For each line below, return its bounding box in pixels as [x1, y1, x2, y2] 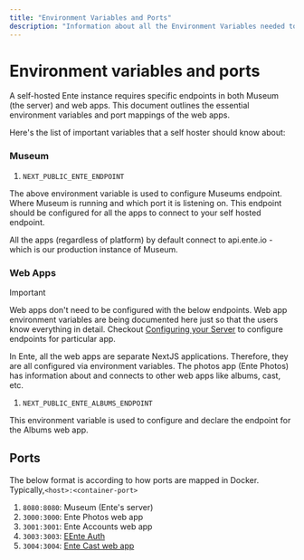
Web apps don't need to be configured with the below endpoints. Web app [9, 305, 288, 316]
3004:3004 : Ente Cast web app [22, 540, 135, 551]
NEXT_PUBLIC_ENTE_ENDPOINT [22, 172, 125, 181]
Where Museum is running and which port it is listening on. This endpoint [9, 197, 282, 208]
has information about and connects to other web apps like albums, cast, [9, 370, 281, 381]
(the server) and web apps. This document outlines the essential [9, 100, 250, 111]
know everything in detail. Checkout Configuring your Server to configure [9, 324, 283, 335]
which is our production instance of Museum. [9, 243, 178, 254]
